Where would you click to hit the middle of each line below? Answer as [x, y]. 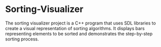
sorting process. [22, 39]
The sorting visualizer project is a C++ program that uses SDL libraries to [81, 23]
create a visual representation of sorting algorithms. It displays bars [75, 28]
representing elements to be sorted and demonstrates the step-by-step [79, 33]
